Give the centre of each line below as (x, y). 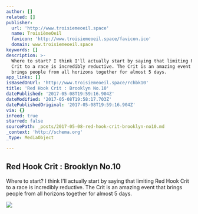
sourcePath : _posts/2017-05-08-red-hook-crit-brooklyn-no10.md (85, 127)
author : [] (19, 11)
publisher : (19, 22)
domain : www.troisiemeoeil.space (52, 45)
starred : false (25, 121)
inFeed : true (22, 116)
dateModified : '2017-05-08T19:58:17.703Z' (59, 99)
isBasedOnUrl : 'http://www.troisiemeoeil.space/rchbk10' (77, 83)
